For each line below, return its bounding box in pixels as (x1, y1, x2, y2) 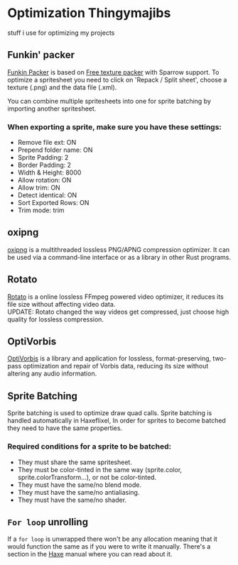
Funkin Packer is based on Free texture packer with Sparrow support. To (7, 67, 220, 76)
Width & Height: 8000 (17, 168, 82, 177)
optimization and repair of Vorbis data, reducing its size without (23, 362, 209, 371)
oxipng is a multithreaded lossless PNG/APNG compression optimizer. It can (7, 245, 230, 253)
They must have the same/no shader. (17, 495, 126, 504)
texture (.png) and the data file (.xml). (7, 83, 117, 92)
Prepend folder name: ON (17, 146, 93, 154)
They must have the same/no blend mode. (17, 481, 142, 489)
